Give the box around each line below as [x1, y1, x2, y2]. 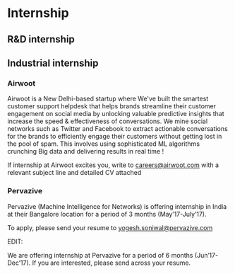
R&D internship [7, 33, 76, 45]
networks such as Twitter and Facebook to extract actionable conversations [7, 125, 228, 133]
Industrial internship [7, 57, 99, 69]
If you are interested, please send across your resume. [32, 258, 191, 267]
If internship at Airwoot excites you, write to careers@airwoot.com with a [7, 161, 219, 169]
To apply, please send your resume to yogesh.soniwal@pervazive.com [7, 223, 213, 232]
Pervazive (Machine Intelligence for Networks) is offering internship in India [7, 202, 227, 210]
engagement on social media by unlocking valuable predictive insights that [7, 110, 224, 118]
